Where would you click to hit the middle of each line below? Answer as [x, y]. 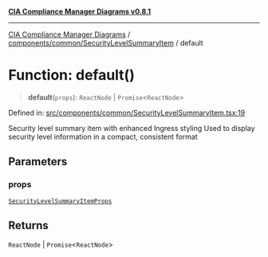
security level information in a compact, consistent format [103, 136]
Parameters [38, 162]
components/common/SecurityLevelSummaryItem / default [106, 43]
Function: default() [72, 75]
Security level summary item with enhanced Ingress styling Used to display [132, 128]
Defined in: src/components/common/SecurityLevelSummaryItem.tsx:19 [127, 113]
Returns [29, 225]
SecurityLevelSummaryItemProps [60, 201]
